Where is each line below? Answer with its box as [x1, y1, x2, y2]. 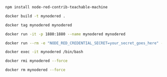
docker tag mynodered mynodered [5, 22, 72, 27]
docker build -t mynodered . [5, 13, 66, 18]
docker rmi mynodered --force [5, 59, 68, 64]
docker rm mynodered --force [5, 68, 66, 73]
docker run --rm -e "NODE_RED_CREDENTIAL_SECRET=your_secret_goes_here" [5, 40, 159, 46]
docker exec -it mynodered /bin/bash [5, 50, 83, 55]
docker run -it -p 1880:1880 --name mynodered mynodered [5, 31, 126, 37]
